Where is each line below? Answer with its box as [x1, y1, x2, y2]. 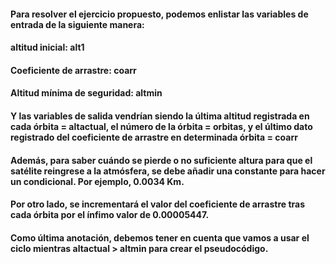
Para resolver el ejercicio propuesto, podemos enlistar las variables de [10, 8, 309, 20]
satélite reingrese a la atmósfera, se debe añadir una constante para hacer [10, 165, 326, 177]
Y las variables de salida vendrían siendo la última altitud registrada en [10, 110, 310, 122]
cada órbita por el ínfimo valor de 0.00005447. [10, 209, 210, 221]
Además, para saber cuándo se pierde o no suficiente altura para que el [10, 154, 313, 166]
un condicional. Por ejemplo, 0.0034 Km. [10, 175, 185, 187]
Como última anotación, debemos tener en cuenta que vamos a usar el [10, 231, 310, 244]
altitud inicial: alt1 [10, 41, 85, 54]
